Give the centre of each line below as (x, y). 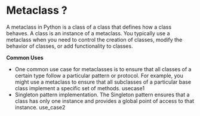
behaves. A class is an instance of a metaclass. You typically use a (88, 33)
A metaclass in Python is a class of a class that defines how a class (89, 27)
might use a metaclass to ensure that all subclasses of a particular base (103, 82)
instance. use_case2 (40, 107)
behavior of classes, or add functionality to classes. (70, 46)
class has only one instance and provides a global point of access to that (104, 101)
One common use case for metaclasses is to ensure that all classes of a (103, 69)
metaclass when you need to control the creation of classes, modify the (94, 39)
